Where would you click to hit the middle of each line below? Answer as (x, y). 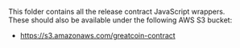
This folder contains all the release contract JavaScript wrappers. (117, 12)
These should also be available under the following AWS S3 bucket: (120, 20)
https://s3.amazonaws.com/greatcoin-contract (97, 36)
